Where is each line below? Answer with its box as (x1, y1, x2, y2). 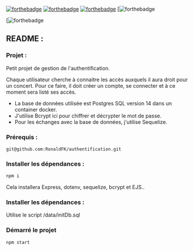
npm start (6, 239, 30, 245)
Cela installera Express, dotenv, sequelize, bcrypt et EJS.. (6, 184, 145, 191)
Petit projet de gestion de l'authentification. (6, 64, 110, 71)
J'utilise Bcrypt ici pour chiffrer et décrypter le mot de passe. (14, 112, 162, 119)
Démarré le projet (6, 226, 57, 234)
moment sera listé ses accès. (6, 88, 77, 95)
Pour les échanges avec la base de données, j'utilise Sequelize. (14, 118, 168, 125)
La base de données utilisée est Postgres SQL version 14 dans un (14, 99, 172, 106)
